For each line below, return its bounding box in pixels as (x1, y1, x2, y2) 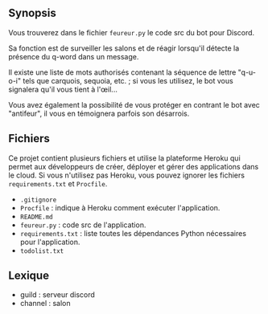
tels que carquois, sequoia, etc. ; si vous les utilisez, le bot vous (23, 75, 233, 85)
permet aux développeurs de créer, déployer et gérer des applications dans (8, 161, 259, 171)
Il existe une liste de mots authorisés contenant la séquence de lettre (8, 67, 237, 77)
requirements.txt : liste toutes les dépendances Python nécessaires (19, 228, 247, 238)
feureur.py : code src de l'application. (19, 220, 146, 230)
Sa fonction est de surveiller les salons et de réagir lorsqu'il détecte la (8, 43, 240, 53)
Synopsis (8, 6, 56, 20)
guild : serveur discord (19, 290, 95, 300)
